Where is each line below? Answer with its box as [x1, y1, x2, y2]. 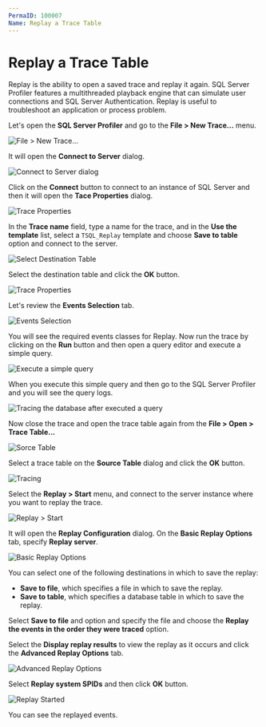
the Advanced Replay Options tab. [8, 648, 124, 658]
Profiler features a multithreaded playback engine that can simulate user [8, 89, 246, 98]
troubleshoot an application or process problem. [8, 105, 167, 115]
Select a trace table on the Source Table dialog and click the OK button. [8, 458, 245, 468]
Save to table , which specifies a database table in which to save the [19, 592, 244, 602]
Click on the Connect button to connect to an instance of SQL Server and [8, 183, 250, 192]
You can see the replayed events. [8, 710, 118, 720]
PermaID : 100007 [8, 11, 62, 20]
